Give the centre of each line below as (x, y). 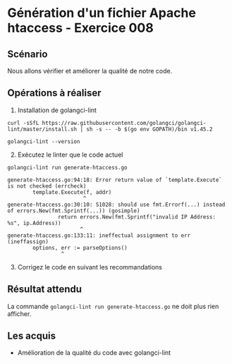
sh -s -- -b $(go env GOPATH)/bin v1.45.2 (149, 129)
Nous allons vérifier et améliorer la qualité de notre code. (90, 71)
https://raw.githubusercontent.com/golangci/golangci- (124, 123)
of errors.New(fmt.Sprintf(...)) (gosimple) (74, 211)
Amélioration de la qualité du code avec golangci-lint (94, 353)
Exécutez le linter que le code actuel (70, 154)
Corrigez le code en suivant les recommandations (90, 267)
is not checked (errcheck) (47, 186)
